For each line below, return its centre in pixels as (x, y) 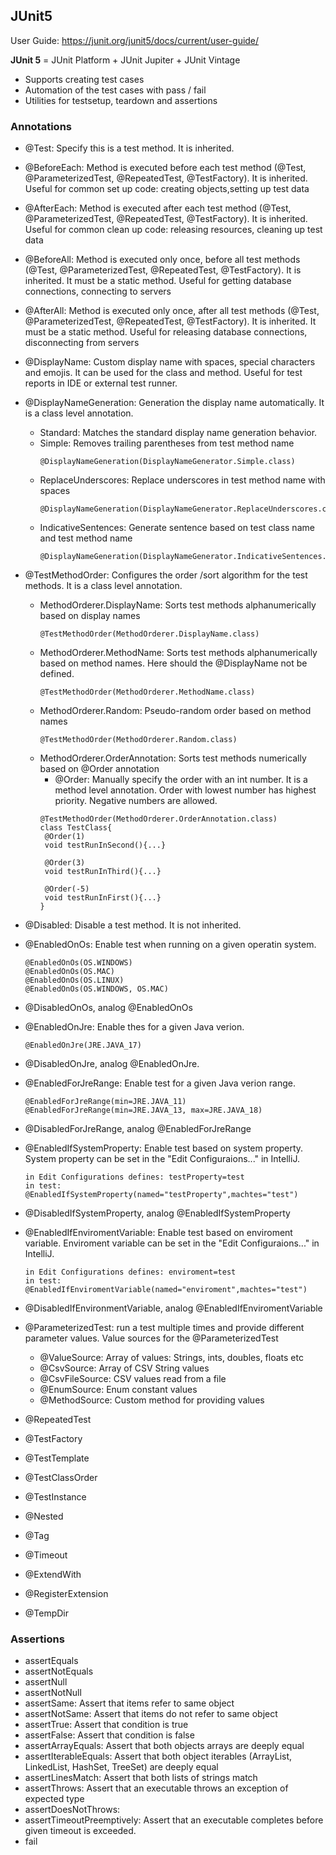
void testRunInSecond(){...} (105, 845)
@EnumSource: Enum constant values (118, 1390)
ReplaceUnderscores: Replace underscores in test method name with (182, 480)
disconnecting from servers (82, 343)
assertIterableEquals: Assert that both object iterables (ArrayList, (158, 1756)
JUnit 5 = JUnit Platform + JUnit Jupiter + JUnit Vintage (125, 60)
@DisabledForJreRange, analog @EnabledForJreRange (138, 1129)
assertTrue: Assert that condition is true (106, 1725)
